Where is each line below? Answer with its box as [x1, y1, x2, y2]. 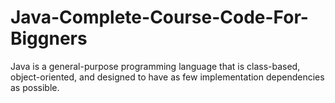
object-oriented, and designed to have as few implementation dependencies [10, 71, 325, 83]
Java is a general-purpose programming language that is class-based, [10, 60, 301, 72]
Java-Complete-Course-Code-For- [10, 6, 309, 29]
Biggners [10, 27, 88, 50]
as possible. [10, 81, 60, 93]
